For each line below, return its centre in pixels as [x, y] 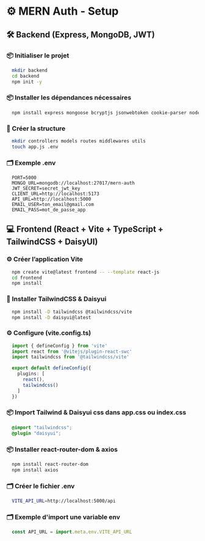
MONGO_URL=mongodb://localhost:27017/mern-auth [74, 183]
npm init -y [27, 82]
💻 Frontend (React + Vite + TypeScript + [85, 230]
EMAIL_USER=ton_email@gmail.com [53, 205]
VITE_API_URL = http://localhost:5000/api [64, 501]
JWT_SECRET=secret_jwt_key [46, 189]
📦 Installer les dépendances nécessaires [69, 98]
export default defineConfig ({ [52, 368]
